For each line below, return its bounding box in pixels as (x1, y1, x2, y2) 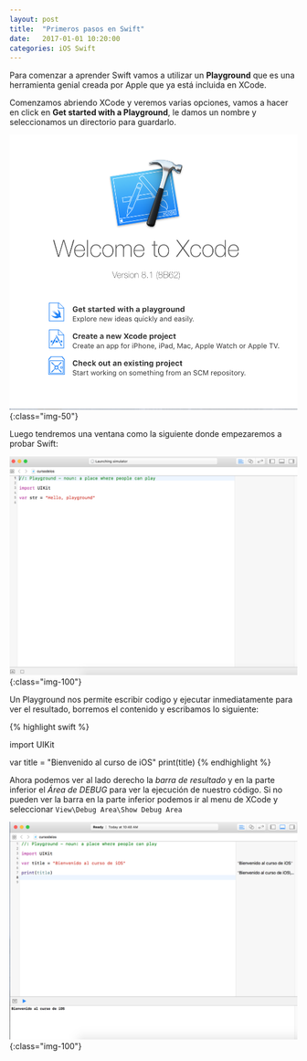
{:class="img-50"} (9, 411, 79, 422)
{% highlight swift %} (9, 721, 90, 732)
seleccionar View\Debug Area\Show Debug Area (9, 803, 183, 814)
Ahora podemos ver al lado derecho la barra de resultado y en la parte (9, 774, 276, 785)
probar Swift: (9, 439, 58, 450)
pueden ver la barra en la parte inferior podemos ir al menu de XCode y (9, 793, 279, 804)
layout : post (9, 15, 59, 24)
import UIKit (9, 738, 55, 749)
